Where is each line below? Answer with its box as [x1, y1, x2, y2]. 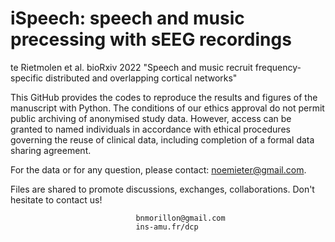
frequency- [254, 61, 302, 73]
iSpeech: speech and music [10, 7, 245, 30]
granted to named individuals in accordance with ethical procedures [10, 123, 291, 135]
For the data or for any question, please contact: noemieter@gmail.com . [10, 163, 307, 176]
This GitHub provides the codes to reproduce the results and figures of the [10, 91, 318, 103]
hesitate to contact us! [10, 193, 103, 206]
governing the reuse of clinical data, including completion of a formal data [10, 133, 315, 146]
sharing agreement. [10, 144, 92, 156]
